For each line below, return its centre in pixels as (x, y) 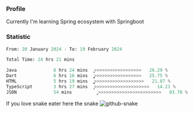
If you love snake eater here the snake (52, 103)
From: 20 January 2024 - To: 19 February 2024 (64, 49)
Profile (16, 9)
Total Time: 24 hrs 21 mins (41, 60)
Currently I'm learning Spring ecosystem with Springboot (75, 22)
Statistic (18, 37)
